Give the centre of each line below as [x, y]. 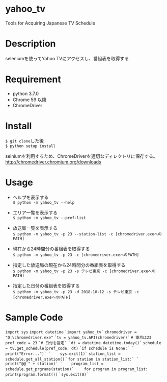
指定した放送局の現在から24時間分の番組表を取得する [69, 265]
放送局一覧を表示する [35, 228]
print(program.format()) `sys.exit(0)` [47, 374]
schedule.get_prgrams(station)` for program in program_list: [77, 369]
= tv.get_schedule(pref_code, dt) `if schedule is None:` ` [70, 348]
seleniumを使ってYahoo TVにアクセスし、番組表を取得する [67, 58]
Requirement [33, 79]
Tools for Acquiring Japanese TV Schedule [50, 23]
